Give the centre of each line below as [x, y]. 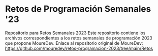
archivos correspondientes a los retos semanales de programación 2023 [79, 38]
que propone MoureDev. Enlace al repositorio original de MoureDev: [74, 43]
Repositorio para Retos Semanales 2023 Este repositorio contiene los [75, 33]
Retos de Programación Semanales [78, 9]
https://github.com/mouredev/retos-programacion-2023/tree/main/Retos [79, 48]
